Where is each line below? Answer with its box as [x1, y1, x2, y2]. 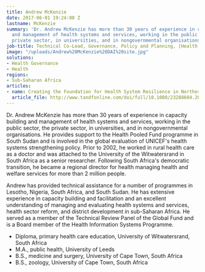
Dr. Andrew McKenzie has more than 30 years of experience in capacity [6, 111, 187, 118]
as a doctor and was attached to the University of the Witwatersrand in [6, 150, 185, 157]
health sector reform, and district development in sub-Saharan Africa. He [6, 208, 190, 215]
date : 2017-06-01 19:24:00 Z [6, 15, 81, 21]
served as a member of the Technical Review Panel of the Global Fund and [6, 214, 194, 221]
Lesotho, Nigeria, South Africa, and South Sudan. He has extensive [6, 188, 175, 195]
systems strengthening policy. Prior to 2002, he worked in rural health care [6, 143, 195, 151]
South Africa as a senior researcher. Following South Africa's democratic [6, 157, 190, 164]
